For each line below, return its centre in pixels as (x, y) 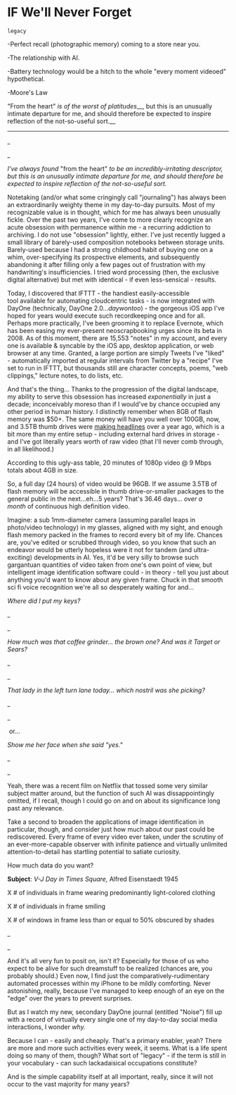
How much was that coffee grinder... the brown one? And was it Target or (114, 642)
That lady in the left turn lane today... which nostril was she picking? (106, 690)
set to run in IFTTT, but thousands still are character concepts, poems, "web (118, 368)
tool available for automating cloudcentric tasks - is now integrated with (111, 301)
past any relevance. (36, 808)
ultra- (201, 549)
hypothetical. (26, 79)
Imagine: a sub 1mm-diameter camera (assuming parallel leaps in (101, 520)
